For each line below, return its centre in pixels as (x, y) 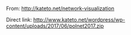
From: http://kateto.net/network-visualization (60, 8)
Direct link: (19, 20)
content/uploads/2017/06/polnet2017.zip (55, 26)
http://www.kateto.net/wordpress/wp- (79, 20)
